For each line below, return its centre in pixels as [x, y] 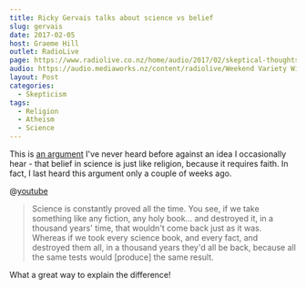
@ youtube [29, 191]
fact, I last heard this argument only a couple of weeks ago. [121, 173]
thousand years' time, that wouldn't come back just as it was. [147, 228]
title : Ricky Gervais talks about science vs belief [112, 18]
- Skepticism [42, 94]
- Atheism [36, 119]
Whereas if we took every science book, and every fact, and [145, 237]
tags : [20, 103]
